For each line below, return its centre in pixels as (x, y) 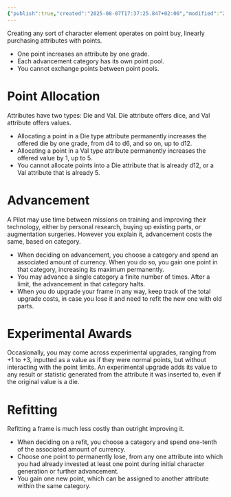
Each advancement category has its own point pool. (91, 61)
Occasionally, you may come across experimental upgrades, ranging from (112, 352)
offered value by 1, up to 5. (55, 158)
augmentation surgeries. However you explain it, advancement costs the (110, 234)
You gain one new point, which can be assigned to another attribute (113, 478)
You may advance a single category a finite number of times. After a (113, 277)
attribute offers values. (39, 123)
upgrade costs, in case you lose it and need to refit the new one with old (119, 298)
